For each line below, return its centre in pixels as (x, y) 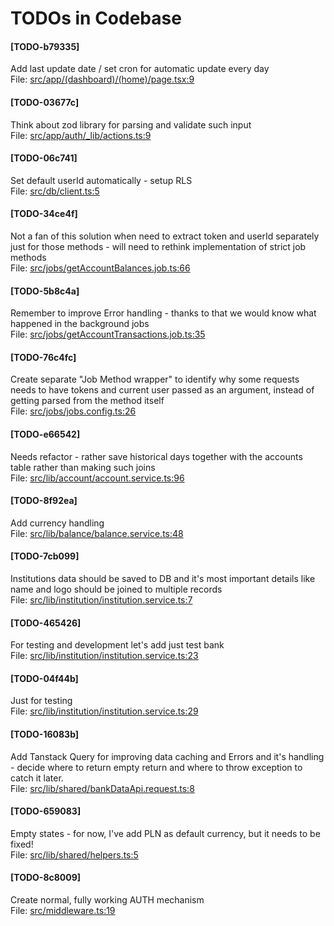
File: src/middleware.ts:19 (63, 911)
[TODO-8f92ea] (44, 501)
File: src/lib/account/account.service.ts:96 (97, 478)
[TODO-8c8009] (46, 878)
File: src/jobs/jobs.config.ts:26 (73, 411)
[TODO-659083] (46, 811)
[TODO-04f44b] (44, 678)
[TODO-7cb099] (45, 556)
